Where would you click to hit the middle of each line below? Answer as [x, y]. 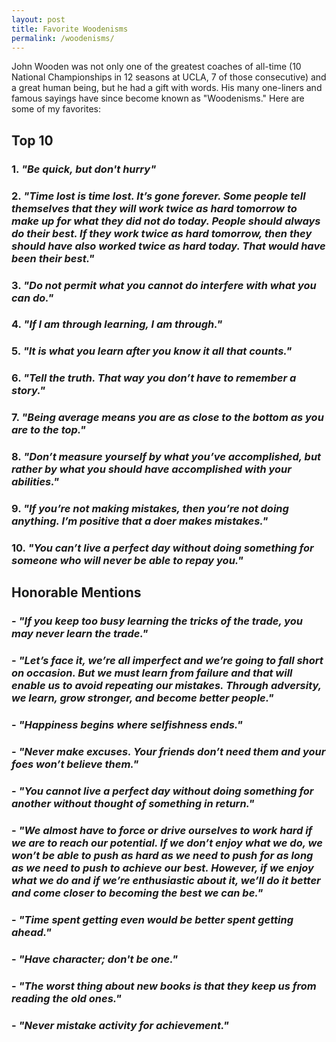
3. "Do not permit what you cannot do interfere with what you [164, 285]
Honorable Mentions [76, 592]
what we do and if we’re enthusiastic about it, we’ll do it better [166, 880]
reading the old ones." [66, 998]
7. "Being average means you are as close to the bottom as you [167, 418]
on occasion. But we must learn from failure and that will [152, 673]
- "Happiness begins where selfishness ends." [127, 725]
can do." [32, 298]
